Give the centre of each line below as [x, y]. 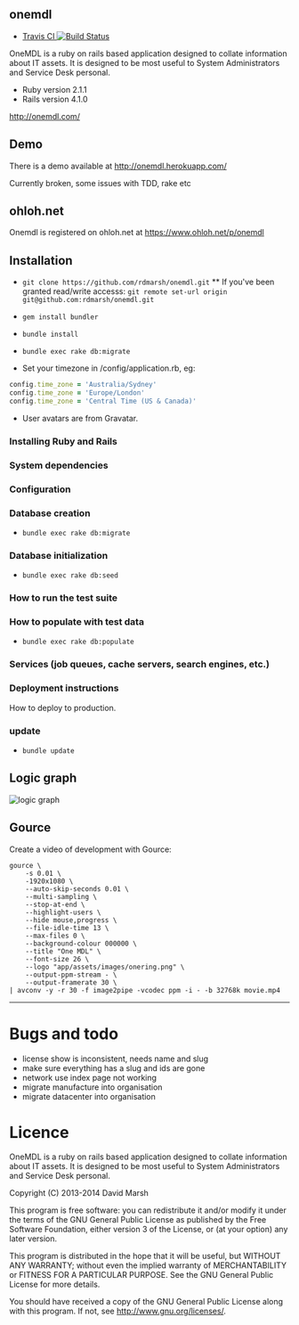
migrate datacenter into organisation [89, 1096]
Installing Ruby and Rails [63, 441]
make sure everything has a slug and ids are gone [113, 1067]
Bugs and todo [64, 1034]
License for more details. [55, 1284]
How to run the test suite [64, 598]
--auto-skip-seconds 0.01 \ [77, 889]
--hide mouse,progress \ [71, 920]
